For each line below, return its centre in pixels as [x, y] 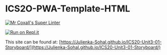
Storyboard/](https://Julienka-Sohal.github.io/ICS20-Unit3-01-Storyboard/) [83, 47]
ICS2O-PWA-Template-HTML [68, 9]
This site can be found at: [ [33, 42]
